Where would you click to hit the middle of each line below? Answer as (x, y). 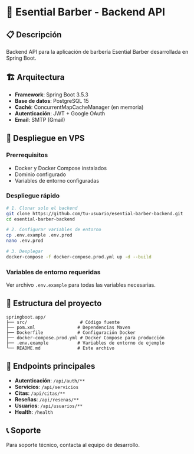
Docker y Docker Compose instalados (61, 168)
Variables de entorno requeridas (53, 272)
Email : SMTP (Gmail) (40, 119)
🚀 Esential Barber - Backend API (86, 12)
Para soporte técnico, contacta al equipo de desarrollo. (73, 445)
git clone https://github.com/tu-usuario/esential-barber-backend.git (95, 213)
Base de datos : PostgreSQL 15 (52, 100)
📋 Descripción (34, 35)
